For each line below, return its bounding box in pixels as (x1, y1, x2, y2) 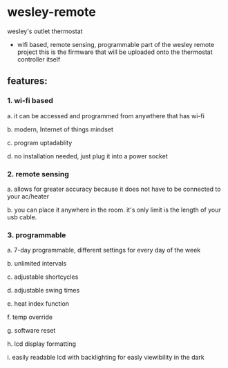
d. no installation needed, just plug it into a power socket (7, 151, 168, 160)
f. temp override (7, 313, 53, 322)
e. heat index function (7, 300, 70, 308)
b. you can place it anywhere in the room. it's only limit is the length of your (7, 205, 221, 214)
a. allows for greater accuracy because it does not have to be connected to (7, 185, 221, 193)
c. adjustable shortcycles (7, 273, 79, 281)
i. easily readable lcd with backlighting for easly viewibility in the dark (7, 353, 205, 362)
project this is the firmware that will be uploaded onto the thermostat (17, 48, 213, 56)
